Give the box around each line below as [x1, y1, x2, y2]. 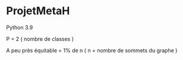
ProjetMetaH [6, 4, 70, 18]
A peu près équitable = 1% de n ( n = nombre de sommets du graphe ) [6, 46, 178, 54]
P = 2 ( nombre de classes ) [6, 35, 74, 42]
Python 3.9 [6, 24, 33, 31]
